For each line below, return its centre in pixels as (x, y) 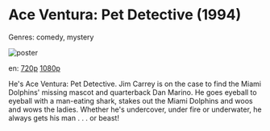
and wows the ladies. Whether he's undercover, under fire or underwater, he (135, 109)
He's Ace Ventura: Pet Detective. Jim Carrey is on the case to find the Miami (135, 84)
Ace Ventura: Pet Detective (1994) (125, 15)
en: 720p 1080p (34, 68)
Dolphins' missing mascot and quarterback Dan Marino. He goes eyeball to (133, 92)
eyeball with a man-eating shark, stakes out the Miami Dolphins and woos (131, 100)
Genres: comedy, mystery (51, 37)
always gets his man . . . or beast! (64, 117)
